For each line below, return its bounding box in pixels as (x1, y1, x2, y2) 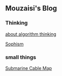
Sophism (5, 41, 24, 47)
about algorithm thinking (5, 31, 57, 37)
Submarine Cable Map (5, 65, 52, 71)
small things (5, 54, 37, 61)
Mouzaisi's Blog (5, 4, 57, 13)
